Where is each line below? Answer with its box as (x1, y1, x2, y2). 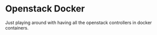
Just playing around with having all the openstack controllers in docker (5, 19, 152, 25)
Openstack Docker (5, 3, 85, 14)
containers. (5, 24, 29, 30)
